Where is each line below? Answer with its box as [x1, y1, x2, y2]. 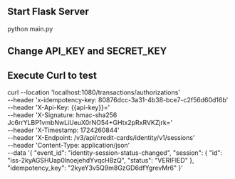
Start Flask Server [7, 6, 89, 18]
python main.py [7, 24, 53, 33]
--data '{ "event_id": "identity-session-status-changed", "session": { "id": [7, 148, 223, 157]
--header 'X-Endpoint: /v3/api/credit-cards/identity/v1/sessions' [7, 134, 195, 142]
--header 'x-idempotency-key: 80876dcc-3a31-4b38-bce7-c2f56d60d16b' [7, 96, 229, 104]
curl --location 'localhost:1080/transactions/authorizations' [7, 88, 180, 97]
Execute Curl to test [7, 69, 98, 81]
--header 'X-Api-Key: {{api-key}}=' [7, 103, 110, 112]
